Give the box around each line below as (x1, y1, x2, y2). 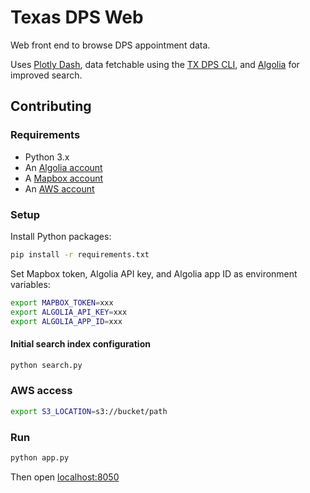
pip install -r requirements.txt (10, 249, 150, 260)
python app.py (10, 452, 70, 463)
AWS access (10, 384, 73, 398)
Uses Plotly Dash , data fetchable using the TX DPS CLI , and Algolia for (10, 58, 300, 70)
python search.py (10, 360, 83, 370)
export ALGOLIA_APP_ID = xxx (10, 316, 123, 326)
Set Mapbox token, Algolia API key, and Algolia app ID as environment (10, 267, 298, 280)
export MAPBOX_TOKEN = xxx (10, 297, 114, 308)
